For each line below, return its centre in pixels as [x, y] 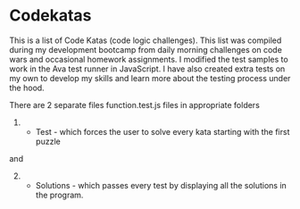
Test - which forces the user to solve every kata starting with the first [162, 131]
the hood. [27, 88]
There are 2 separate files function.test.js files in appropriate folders [135, 104]
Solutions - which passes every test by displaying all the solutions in [161, 185]
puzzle [48, 141]
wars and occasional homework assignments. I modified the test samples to [149, 59]
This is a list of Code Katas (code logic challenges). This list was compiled [146, 40]
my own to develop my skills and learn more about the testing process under [150, 78]
